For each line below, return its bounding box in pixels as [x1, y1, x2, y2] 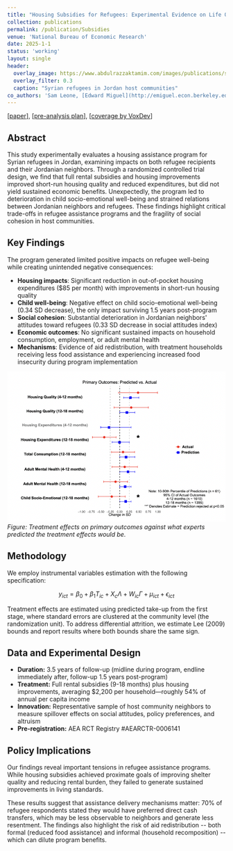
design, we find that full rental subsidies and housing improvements [7, 172, 201, 181]
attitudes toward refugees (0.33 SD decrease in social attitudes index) [17, 321, 218, 329]
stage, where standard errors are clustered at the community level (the [7, 612, 209, 620]
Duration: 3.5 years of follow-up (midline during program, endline [17, 665, 205, 674]
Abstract [7, 132, 46, 144]
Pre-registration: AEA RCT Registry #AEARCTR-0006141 [17, 724, 180, 733]
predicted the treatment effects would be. [7, 530, 126, 539]
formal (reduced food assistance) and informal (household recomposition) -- [7, 828, 227, 837]
